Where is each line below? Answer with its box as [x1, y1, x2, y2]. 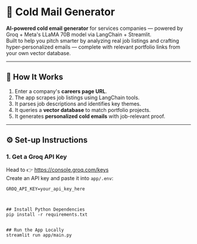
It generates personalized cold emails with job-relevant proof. [14, 113, 166, 120]
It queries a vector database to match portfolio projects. [14, 106, 151, 113]
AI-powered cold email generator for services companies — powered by [6, 25, 184, 32]
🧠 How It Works [6, 72, 63, 82]
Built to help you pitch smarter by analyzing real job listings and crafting [6, 37, 179, 44]
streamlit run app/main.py [6, 232, 72, 238]
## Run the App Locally [6, 227, 64, 233]
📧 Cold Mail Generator [6, 5, 116, 19]
